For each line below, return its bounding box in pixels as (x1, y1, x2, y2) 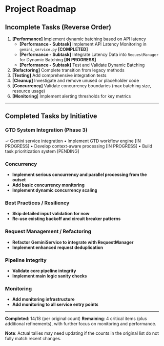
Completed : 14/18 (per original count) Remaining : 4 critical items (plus (5, 316, 147, 321)
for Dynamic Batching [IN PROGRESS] (19, 57, 96, 62)
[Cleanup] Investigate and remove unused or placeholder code (12, 77, 139, 83)
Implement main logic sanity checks (12, 273, 87, 279)
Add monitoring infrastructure (12, 297, 75, 302)
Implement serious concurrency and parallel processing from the (12, 172, 147, 177)
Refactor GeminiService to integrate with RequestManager (12, 239, 134, 245)
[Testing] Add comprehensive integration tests (12, 73, 106, 78)
